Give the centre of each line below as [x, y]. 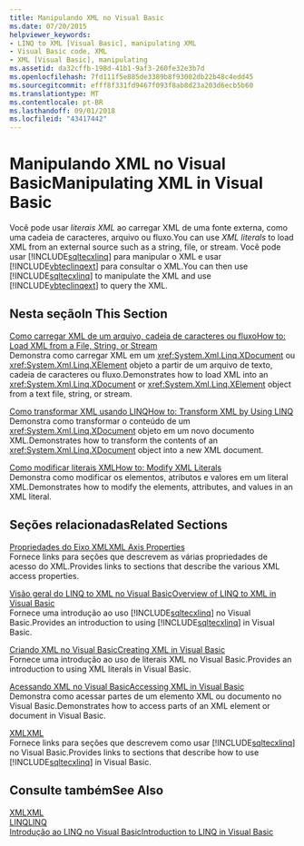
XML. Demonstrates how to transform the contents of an [114, 440]
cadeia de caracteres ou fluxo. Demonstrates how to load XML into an [139, 374]
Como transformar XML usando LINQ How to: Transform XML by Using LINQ [151, 411]
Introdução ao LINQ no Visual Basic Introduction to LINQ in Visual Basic [142, 831]
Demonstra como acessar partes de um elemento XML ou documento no [146, 696]
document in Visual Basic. [58, 715]
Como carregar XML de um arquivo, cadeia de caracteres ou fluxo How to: [147, 336]
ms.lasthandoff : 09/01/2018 [63, 111]
